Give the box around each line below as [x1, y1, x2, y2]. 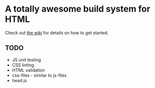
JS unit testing [12, 57, 41, 63]
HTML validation [12, 67, 45, 73]
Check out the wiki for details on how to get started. [5, 30, 109, 35]
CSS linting [12, 62, 34, 68]
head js [12, 77, 27, 83]
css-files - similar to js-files [12, 72, 67, 78]
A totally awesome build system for [5, 3, 151, 15]
